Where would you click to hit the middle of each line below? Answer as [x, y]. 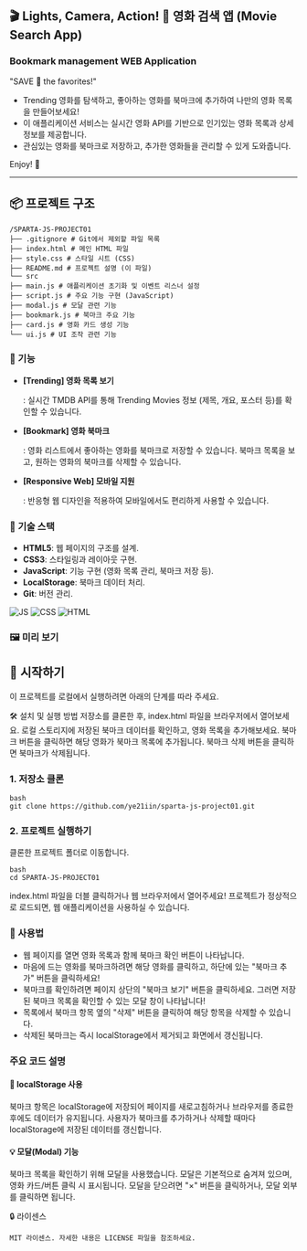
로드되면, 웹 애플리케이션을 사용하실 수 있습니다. [104, 907]
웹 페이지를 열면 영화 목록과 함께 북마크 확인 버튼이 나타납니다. [133, 955]
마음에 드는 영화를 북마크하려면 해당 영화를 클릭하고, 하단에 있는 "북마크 [150, 966]
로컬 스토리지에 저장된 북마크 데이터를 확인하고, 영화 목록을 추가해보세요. [151, 730]
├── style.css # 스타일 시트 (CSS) [72, 259]
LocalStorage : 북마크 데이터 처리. [84, 582]
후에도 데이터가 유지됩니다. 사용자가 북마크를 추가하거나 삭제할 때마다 [132, 1118]
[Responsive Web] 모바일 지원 [79, 481]
